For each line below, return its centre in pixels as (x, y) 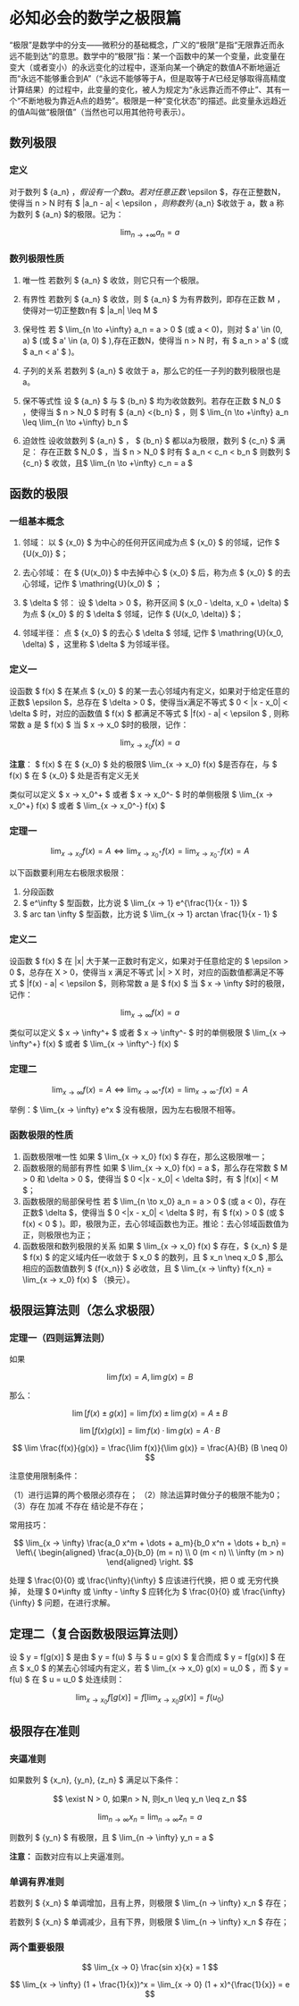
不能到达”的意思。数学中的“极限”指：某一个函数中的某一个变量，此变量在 (151, 55)
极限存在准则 (45, 1731)
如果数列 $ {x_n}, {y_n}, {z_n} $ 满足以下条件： (95, 1780)
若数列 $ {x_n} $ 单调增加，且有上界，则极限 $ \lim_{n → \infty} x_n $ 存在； (149, 1903)
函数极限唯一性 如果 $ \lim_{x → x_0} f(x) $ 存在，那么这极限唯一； (145, 1156)
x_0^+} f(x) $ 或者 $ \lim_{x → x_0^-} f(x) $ (87, 805)
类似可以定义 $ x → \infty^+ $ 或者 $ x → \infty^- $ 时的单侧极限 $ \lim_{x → (148, 1033)
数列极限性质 (37, 258)
